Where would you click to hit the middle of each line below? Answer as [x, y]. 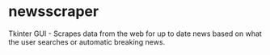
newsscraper [54, 12]
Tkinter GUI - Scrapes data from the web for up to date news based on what [135, 33]
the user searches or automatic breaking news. [87, 41]
